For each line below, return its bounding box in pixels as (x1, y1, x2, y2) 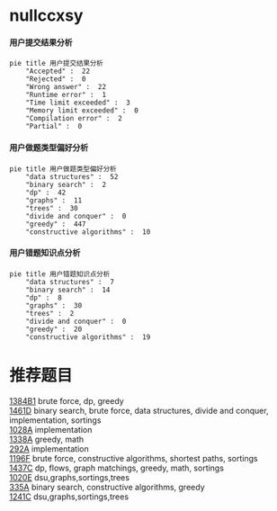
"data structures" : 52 (25, 172, 119, 181)
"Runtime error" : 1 (25, 91, 106, 100)
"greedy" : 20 (25, 325, 83, 334)
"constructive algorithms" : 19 (25, 332, 151, 342)
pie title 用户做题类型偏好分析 (9, 164, 117, 174)
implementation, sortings (9, 415, 102, 426)
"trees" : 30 (25, 203, 78, 212)
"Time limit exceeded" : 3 (25, 98, 130, 108)
